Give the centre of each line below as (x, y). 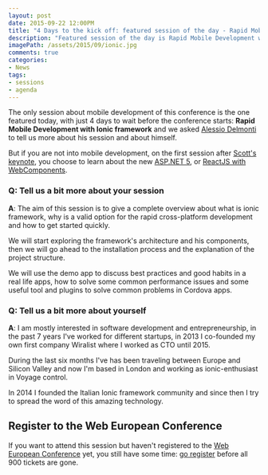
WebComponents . (38, 170)
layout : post (30, 16)
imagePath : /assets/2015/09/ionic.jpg (73, 45)
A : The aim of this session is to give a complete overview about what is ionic (134, 208)
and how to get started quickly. (59, 225)
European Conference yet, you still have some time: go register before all (128, 453)
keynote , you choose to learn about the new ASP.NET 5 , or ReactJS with (127, 162)
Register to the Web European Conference (115, 426)
